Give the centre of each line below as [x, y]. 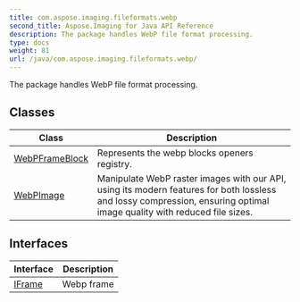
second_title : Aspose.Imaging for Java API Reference [112, 26]
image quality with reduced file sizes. [175, 212]
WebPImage [39, 195]
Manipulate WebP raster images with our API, [192, 178]
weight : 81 [29, 51]
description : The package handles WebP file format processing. [131, 34]
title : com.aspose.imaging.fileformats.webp [93, 17]
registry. [114, 164]
